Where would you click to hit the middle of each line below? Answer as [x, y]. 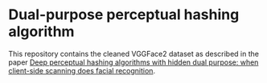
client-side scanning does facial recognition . [82, 70]
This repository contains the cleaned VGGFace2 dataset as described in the [134, 53]
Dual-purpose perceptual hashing [124, 15]
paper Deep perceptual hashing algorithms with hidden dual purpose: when [133, 62]
